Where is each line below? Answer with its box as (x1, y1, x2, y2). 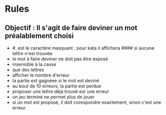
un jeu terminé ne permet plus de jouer (12, 94, 95, 100)
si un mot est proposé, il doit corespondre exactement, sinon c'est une (12, 99, 161, 105)
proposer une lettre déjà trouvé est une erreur (12, 88, 110, 95)
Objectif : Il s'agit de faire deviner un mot (5, 24, 138, 32)
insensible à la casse (12, 61, 57, 67)
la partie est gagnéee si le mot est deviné (12, 78, 99, 83)
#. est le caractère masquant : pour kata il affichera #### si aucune (12, 45, 155, 51)
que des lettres (12, 67, 45, 73)
